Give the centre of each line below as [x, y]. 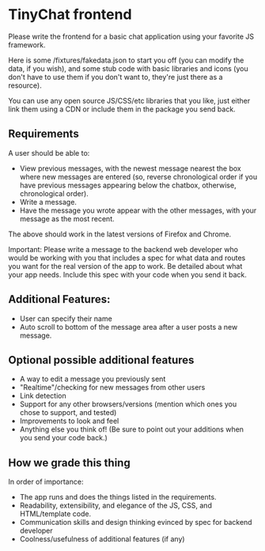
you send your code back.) [64, 438]
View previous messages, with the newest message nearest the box [130, 168]
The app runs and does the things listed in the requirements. [118, 497]
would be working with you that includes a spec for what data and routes [127, 258]
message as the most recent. [67, 218]
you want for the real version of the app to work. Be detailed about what [125, 266]
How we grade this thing [69, 463]
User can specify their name [66, 319]
